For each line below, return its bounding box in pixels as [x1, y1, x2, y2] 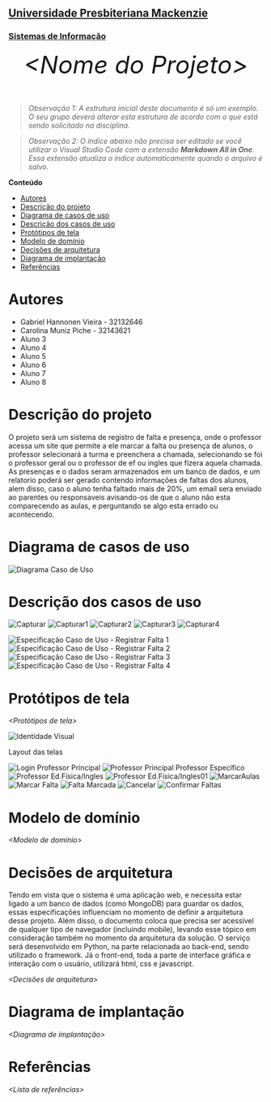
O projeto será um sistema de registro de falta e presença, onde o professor [8, 432, 262, 441]
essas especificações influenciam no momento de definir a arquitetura [8, 907, 243, 917]
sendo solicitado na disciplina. [28, 120, 131, 130]
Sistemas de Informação [8, 31, 107, 42]
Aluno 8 [19, 377, 47, 386]
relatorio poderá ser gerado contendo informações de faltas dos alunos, [8, 475, 249, 484]
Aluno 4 [19, 343, 47, 353]
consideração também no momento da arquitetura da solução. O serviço [8, 933, 251, 943]
